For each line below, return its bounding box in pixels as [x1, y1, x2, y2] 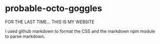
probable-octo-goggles [5, 3, 102, 14]
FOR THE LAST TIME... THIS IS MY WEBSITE [5, 19, 95, 25]
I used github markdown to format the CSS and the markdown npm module [5, 28, 156, 34]
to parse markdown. [5, 33, 45, 39]
